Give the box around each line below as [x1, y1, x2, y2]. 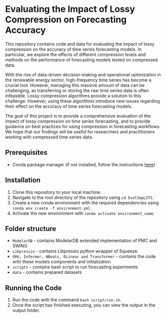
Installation [5, 176, 41, 185]
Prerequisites [5, 148, 48, 157]
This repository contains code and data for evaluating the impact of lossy [5, 41, 155, 47]
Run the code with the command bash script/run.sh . [12, 297, 121, 303]
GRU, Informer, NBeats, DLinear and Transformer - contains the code [12, 254, 156, 259]
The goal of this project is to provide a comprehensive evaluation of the [5, 113, 151, 119]
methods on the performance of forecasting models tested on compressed [5, 57, 158, 63]
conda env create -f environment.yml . [12, 205, 92, 211]
